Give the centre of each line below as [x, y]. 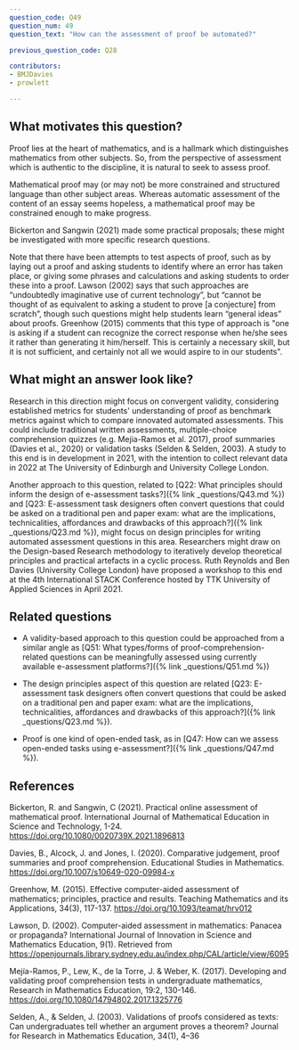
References [42, 786]
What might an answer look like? [101, 380]
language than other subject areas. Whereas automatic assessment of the [145, 193]
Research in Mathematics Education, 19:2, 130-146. [103, 990]
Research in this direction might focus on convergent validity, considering [144, 401]
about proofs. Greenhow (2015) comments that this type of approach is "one [149, 323]
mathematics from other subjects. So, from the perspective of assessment [145, 158]
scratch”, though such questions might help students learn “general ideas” [145, 314]
